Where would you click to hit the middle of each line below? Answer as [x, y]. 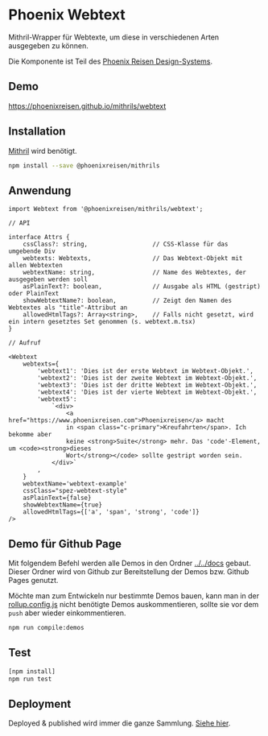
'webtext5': [58, 399]
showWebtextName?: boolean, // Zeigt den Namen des [127, 301]
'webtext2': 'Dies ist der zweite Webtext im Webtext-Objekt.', [147, 378]
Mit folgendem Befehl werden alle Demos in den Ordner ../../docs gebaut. [130, 563]
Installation [37, 132]
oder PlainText [34, 294]
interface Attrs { [39, 238]
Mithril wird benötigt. [43, 151]
